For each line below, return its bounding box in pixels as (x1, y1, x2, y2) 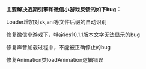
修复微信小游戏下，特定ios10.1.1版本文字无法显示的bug (6, 31, 140, 38)
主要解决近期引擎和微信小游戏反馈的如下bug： (6, 6, 122, 12)
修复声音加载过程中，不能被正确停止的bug (6, 44, 111, 51)
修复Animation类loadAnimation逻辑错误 (6, 57, 104, 63)
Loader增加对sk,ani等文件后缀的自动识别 (6, 18, 107, 26)
